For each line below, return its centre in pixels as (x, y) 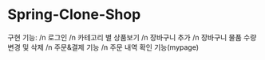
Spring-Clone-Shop (74, 15)
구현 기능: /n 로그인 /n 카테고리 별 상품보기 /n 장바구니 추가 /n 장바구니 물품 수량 (132, 37)
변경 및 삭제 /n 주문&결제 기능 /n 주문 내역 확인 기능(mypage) (103, 47)
